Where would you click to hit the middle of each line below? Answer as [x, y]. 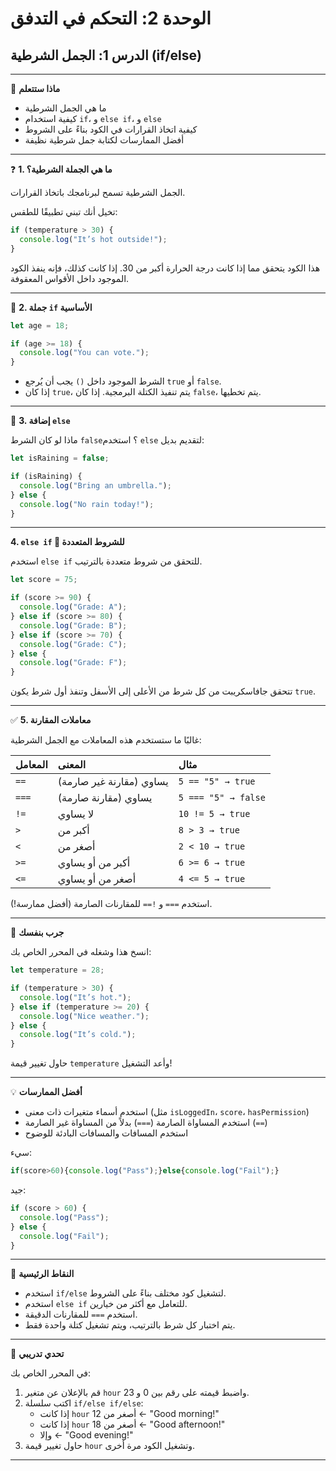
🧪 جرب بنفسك [37, 933]
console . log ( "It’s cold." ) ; [78, 1035]
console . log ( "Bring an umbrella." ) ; [95, 485]
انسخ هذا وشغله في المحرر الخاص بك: [81, 952]
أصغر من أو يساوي [97, 879]
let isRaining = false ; [60, 458]
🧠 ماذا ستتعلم [35, 88]
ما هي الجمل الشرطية [65, 108]
